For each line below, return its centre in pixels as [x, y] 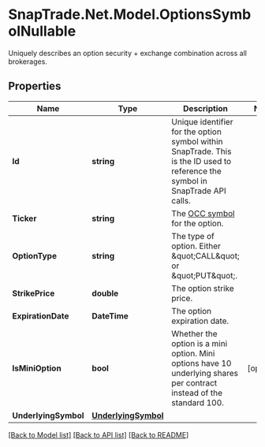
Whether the [195, 333]
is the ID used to [202, 161]
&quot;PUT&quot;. [205, 275]
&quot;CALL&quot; [205, 255]
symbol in [189, 181]
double [105, 293]
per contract [194, 382]
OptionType [35, 255]
